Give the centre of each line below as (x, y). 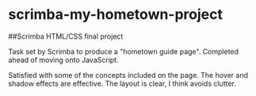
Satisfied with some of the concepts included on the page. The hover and (128, 75)
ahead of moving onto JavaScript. (63, 60)
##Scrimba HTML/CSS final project (66, 36)
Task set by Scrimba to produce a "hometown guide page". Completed (124, 51)
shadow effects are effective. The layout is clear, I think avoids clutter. (122, 83)
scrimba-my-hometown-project (116, 15)
